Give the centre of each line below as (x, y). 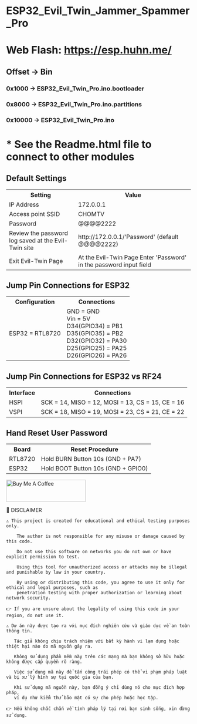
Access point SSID (35, 214)
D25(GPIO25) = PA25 (97, 348)
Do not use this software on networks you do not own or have (94, 551)
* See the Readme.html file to (79, 144)
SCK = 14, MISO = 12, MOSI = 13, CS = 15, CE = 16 (113, 402)
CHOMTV (91, 214)
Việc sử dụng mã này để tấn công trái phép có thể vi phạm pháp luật (101, 672)
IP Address (24, 204)
